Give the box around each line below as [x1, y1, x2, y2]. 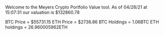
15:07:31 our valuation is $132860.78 [5, 9, 80, 15]
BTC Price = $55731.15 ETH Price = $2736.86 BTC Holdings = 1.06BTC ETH [5, 19, 160, 25]
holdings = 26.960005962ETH [5, 24, 68, 30]
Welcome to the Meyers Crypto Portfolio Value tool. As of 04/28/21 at [5, 4, 148, 10]
